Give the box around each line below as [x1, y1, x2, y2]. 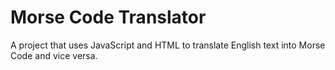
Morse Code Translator [10, 6, 207, 29]
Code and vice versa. [10, 49, 98, 61]
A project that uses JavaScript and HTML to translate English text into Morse [10, 39, 326, 51]
